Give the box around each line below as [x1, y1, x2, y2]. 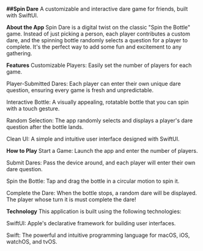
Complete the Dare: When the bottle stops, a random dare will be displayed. [6, 190, 197, 196]
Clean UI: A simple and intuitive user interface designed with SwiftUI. [6, 135, 180, 142]
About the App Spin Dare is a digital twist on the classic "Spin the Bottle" [6, 24, 191, 31]
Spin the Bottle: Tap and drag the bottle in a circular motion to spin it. [6, 177, 180, 185]
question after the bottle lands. [6, 123, 84, 131]
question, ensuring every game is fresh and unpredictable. [6, 87, 154, 94]
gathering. [6, 50, 32, 57]
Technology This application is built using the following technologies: [6, 208, 182, 215]
